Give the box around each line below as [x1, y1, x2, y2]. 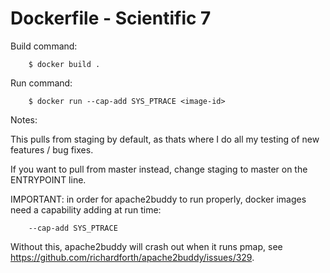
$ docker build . [28, 59, 101, 69]
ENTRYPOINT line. [10, 173, 87, 186]
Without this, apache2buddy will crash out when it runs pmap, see [10, 240, 283, 252]
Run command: [10, 77, 73, 89]
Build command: [10, 40, 78, 52]
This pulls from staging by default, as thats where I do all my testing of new [10, 133, 320, 145]
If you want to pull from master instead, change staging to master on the [10, 163, 308, 175]
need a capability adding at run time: [10, 203, 162, 216]
